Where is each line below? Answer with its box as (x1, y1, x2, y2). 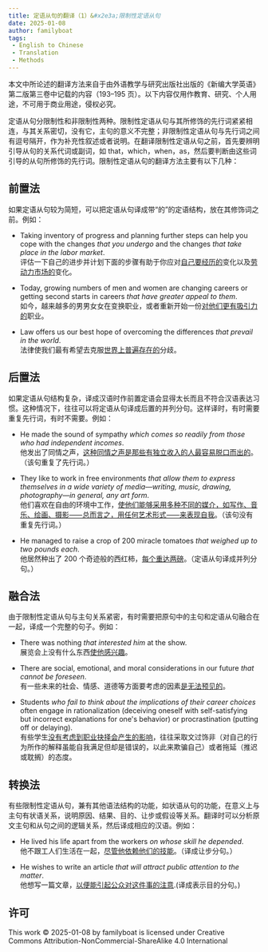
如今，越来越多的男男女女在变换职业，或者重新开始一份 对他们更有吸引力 (19, 301, 258, 310)
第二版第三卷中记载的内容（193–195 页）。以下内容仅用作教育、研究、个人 (8, 89, 250, 98)
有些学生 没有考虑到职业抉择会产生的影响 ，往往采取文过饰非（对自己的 (19, 732, 251, 742)
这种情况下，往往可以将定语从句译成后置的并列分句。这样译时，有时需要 (22, 403, 260, 412)
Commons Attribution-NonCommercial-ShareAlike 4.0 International (8, 936, 228, 946)
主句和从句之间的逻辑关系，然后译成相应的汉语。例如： (14, 821, 197, 831)
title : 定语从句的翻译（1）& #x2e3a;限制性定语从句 (8, 11, 161, 20)
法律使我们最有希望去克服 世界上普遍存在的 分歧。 (19, 345, 181, 354)
